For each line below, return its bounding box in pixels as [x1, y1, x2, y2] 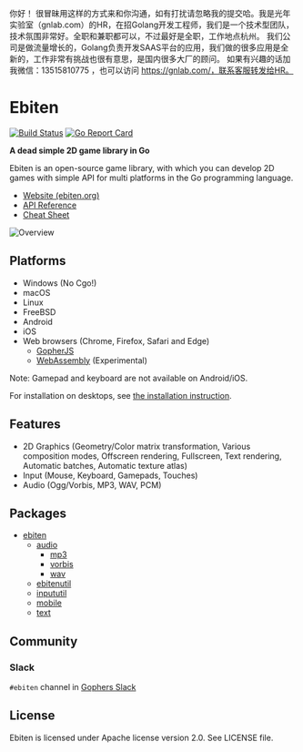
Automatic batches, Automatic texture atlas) [22, 460, 188, 471]
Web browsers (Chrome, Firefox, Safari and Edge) [22, 335, 210, 346]
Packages [9, 505, 66, 521]
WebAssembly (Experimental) [35, 354, 148, 366]
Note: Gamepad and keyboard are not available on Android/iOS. [9, 372, 248, 383]
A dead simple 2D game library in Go [9, 145, 150, 156]
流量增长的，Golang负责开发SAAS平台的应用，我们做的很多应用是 [33, 42, 281, 53]
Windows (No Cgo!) [22, 277, 97, 289]
